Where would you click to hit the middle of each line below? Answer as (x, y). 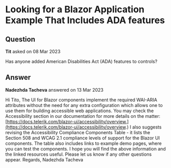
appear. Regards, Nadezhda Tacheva (44, 159)
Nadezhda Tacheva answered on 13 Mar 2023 (55, 90)
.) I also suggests (143, 127)
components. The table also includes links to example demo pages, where (84, 143)
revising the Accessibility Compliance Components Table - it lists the (78, 132)
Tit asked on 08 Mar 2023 (33, 51)
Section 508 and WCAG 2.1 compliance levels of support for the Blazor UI (83, 138)
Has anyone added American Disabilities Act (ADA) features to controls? (81, 61)
